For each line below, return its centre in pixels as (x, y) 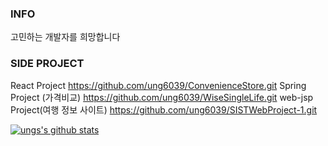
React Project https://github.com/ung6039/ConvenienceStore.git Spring (158, 85)
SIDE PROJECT (47, 64)
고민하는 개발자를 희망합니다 (65, 37)
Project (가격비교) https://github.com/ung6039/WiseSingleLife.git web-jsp (162, 97)
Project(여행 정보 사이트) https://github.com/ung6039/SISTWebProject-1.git (164, 109)
